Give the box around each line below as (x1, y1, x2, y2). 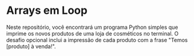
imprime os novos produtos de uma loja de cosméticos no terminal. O (6, 30, 179, 37)
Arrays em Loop (6, 4, 88, 17)
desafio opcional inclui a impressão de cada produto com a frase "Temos (6, 36, 188, 43)
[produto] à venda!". (6, 43, 56, 50)
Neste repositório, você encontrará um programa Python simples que (6, 23, 178, 31)
